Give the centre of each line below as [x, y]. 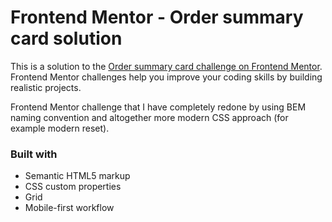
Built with [34, 154]
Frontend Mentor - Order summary [157, 17]
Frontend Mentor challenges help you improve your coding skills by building [166, 77]
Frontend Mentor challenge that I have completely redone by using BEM [158, 107]
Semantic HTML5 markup [77, 176]
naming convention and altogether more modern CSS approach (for [149, 117]
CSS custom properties [73, 187]
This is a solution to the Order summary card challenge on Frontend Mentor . [166, 66]
